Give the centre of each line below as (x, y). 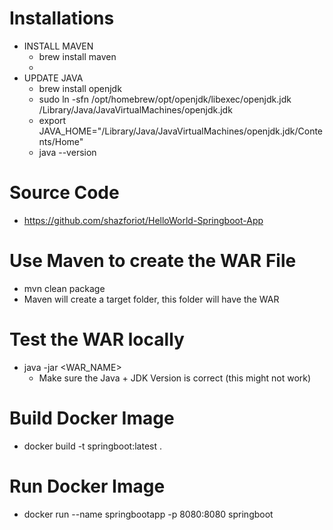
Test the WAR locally (97, 339)
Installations (62, 18)
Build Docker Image (92, 418)
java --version (67, 152)
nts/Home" (61, 141)
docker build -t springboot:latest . (92, 446)
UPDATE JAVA (53, 78)
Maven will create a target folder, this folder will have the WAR (151, 299)
